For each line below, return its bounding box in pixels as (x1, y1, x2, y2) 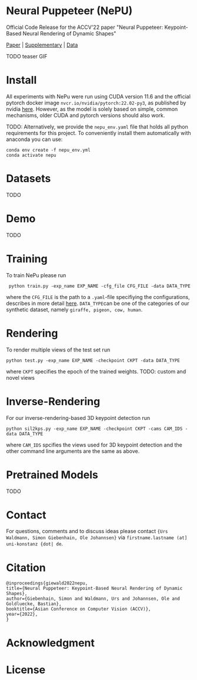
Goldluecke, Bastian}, (6, 601, 62, 607)
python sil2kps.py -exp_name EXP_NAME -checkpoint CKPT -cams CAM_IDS (6, 426, 183, 432)
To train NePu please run (6, 271, 66, 278)
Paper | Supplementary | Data (6, 41, 78, 48)
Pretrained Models (6, 468, 98, 481)
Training (6, 252, 48, 265)
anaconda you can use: (6, 136, 63, 143)
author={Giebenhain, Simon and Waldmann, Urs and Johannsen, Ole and (6, 596, 181, 602)
